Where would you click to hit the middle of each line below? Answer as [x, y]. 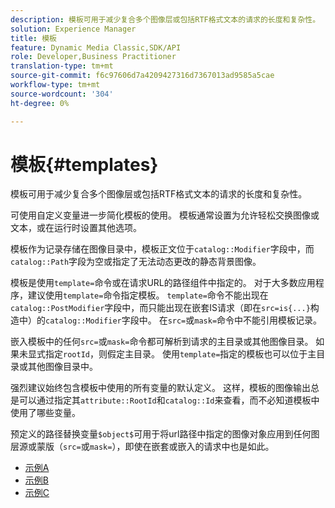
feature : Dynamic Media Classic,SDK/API [96, 47]
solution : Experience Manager [73, 29]
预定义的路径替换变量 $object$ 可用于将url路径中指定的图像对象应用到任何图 [165, 434]
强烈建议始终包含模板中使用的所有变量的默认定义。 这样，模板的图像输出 [160, 388]
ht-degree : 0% [40, 103]
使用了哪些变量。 [45, 413]
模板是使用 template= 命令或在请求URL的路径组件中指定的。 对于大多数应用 [163, 283]
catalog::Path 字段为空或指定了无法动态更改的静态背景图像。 [136, 262]
